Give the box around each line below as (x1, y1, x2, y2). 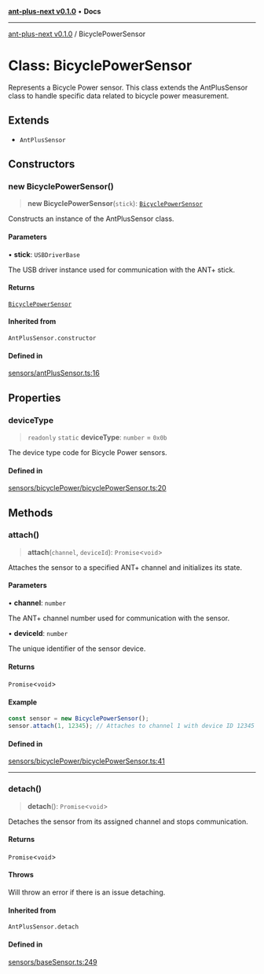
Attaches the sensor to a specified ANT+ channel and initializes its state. (8, 562, 242, 572)
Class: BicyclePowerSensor (8, 57, 192, 75)
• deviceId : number (8, 629, 68, 638)
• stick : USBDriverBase (8, 249, 80, 259)
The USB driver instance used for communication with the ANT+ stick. (8, 265, 236, 274)
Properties (8, 391, 61, 404)
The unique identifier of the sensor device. (8, 644, 146, 653)
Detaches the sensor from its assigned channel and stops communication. (8, 817, 249, 826)
